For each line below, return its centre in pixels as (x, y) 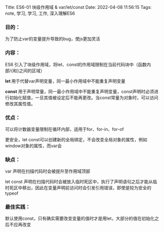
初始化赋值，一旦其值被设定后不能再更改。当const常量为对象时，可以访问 (84, 98)
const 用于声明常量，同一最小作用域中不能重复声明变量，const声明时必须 (80, 91)
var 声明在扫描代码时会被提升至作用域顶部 (48, 171)
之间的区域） (32, 71)
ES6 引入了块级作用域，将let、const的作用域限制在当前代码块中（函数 (76, 64)
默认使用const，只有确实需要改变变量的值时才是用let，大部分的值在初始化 (80, 219)
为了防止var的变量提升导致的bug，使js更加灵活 (53, 39)
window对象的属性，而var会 (34, 146)
